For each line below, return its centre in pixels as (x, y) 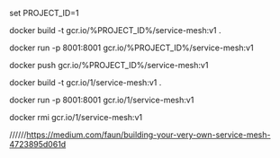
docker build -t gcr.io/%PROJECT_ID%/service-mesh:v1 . (115, 30)
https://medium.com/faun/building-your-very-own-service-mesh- (149, 135)
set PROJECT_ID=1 (44, 13)
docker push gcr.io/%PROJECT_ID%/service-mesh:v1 (109, 65)
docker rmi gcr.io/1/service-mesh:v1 (76, 117)
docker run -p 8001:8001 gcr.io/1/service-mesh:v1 (102, 100)
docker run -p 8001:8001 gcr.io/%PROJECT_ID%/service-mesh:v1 (131, 48)
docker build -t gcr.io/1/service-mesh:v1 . (86, 83)
